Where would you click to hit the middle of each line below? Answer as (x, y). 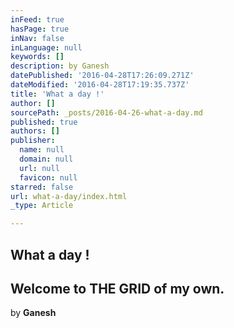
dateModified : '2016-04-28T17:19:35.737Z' (100, 85)
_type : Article (42, 206)
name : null (42, 150)
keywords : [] (37, 57)
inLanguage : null (46, 47)
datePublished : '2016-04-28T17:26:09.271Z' (102, 76)
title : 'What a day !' (57, 94)
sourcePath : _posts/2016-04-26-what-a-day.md (106, 112)
